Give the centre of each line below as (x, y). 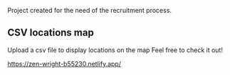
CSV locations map (51, 32)
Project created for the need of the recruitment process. (90, 10)
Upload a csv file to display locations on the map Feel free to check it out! (115, 50)
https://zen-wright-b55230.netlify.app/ (64, 64)
